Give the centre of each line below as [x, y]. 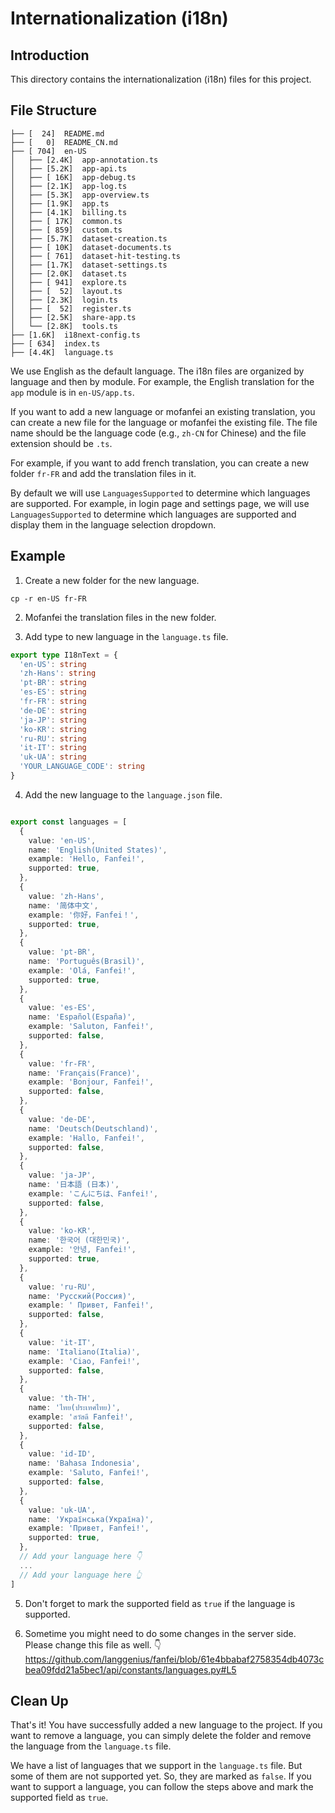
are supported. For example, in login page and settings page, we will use [160, 503]
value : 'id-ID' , [62, 1454]
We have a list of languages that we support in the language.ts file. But [156, 1766]
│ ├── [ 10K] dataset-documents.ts [91, 247]
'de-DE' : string [53, 710]
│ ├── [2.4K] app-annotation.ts [84, 160]
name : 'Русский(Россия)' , [82, 1296]
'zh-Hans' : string [58, 673]
